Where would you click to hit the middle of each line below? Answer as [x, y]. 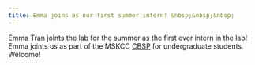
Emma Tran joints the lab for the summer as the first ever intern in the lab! [128, 38]
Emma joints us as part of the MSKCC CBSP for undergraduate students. [126, 46]
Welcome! [24, 54]
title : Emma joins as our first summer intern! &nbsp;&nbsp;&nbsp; [122, 15]
